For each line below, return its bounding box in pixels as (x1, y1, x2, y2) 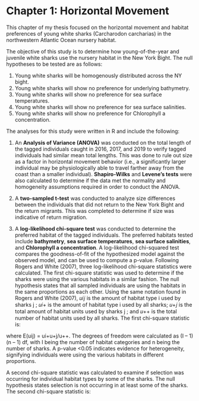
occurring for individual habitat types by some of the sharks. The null (6, 375, 175, 382)
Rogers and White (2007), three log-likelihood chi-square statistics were (14, 263, 192, 270)
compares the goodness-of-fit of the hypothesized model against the (14, 250, 185, 257)
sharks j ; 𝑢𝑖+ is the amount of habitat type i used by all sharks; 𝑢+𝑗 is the (14, 301, 192, 308)
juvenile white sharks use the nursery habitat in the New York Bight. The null (6, 54, 193, 61)
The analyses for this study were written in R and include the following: (6, 128, 180, 135)
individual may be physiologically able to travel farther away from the (14, 164, 184, 171)
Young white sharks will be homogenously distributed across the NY (14, 72, 182, 79)
